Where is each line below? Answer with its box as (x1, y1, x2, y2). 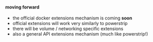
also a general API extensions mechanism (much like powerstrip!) (12, 31, 148, 37)
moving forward (5, 4, 40, 10)
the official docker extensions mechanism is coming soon (12, 15, 132, 21)
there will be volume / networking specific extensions (12, 25, 123, 32)
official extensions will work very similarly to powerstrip (12, 20, 128, 26)
